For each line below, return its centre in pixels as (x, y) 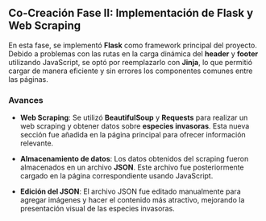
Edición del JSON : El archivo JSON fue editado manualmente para (130, 191)
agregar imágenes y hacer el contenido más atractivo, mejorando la (132, 200)
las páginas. (28, 79)
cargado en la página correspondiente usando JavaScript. (116, 176)
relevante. (37, 143)
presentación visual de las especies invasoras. (97, 209)
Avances (26, 100)
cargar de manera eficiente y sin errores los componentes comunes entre (131, 71)
